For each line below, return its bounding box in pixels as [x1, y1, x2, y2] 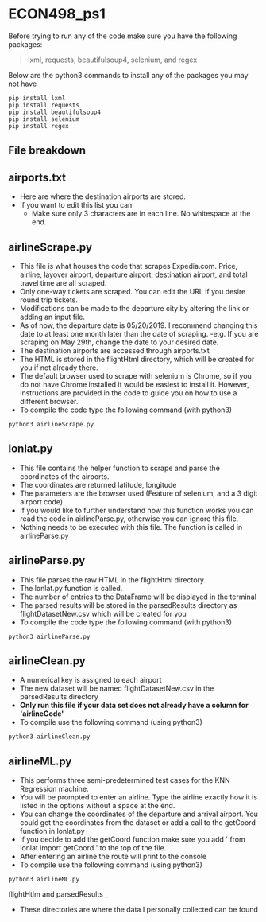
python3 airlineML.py [8, 876, 80, 884]
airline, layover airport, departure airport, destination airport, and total [19, 270, 248, 279]
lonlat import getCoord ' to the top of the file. [19, 843, 167, 853]
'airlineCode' [19, 709, 64, 718]
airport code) [19, 496, 64, 506]
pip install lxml [8, 94, 66, 102]
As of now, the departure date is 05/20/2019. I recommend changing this [19, 320, 258, 330]
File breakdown [8, 144, 86, 158]
